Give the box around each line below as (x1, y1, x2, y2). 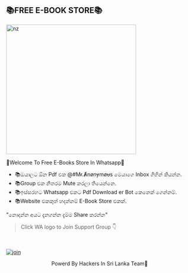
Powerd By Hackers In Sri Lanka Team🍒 (51, 260, 148, 267)
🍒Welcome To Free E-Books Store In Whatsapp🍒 (6, 159, 125, 166)
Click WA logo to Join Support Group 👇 (20, 223, 117, 230)
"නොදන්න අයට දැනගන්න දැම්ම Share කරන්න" (6, 211, 108, 218)
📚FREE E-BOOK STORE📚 (6, 5, 103, 15)
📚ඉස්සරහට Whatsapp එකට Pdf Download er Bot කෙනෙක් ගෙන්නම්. (14, 188, 177, 195)
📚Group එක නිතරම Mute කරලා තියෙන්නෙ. (14, 179, 117, 187)
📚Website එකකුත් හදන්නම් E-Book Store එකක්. (14, 197, 127, 204)
